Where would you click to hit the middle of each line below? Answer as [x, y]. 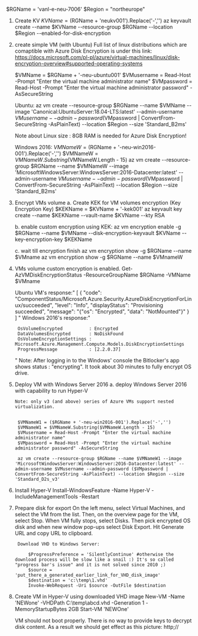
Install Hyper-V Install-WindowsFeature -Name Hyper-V [82, 490]
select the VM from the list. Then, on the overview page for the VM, [97, 514]
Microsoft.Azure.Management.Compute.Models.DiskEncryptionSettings [99, 344]
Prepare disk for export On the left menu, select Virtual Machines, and [100, 508]
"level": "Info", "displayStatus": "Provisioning [109, 305]
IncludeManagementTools [46, 497]
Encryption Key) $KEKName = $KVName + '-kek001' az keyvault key [98, 209]
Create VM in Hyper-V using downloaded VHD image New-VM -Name [100, 596]
